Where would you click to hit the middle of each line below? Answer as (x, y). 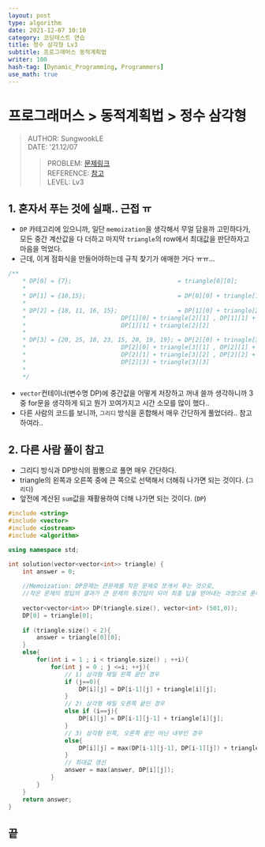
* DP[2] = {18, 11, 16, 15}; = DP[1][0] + (121, 310)
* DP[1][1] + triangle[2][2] (116, 325)
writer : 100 (28, 60)
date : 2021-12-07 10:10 (47, 30)
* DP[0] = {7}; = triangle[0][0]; (130, 282)
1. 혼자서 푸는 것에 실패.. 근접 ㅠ (80, 208)
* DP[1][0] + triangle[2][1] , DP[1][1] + (139, 318)
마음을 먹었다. (41, 249)
